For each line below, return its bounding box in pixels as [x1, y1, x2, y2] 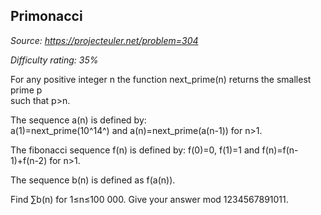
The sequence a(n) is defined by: [10, 114, 147, 126]
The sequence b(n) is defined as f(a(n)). [10, 174, 176, 186]
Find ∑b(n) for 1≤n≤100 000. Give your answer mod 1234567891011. [10, 193, 289, 205]
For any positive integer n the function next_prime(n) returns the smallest [10, 73, 312, 85]
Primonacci [10, 8, 83, 25]
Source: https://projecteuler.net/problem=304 [10, 34, 199, 46]
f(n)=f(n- [261, 144, 299, 156]
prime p [10, 84, 43, 96]
